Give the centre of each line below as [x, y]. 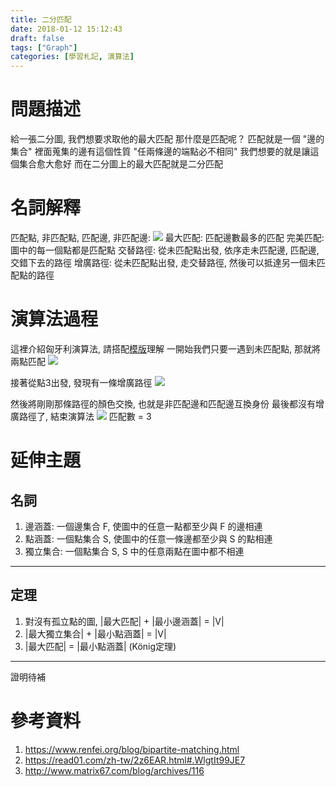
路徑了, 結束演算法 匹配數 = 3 [85, 416]
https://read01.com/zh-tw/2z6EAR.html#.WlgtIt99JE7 [135, 760]
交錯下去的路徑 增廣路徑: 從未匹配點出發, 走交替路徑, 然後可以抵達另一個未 [163, 262]
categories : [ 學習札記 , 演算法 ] [72, 57]
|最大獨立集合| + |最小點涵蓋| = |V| [95, 633]
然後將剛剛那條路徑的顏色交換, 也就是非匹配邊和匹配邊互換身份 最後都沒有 [163, 403]
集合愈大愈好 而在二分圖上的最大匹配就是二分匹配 [120, 164]
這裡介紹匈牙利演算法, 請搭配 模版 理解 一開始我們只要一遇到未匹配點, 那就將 [165, 348]
